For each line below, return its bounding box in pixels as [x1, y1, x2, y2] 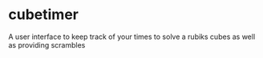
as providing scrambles [8, 40, 86, 49]
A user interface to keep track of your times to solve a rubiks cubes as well [8, 32, 256, 41]
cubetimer [8, 6, 79, 24]
